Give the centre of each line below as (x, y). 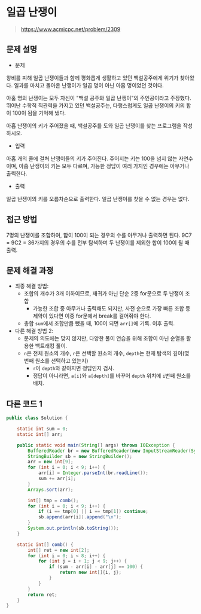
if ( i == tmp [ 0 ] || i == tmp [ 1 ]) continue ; (93, 512)
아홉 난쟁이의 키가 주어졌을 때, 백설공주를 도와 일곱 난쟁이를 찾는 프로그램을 (94, 126)
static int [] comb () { (45, 545)
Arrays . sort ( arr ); (51, 490)
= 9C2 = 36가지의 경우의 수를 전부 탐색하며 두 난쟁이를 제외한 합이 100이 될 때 (98, 242)
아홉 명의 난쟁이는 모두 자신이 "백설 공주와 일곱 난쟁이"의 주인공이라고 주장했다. (99, 98)
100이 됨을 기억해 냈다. (39, 113)
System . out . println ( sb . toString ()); (73, 529)
